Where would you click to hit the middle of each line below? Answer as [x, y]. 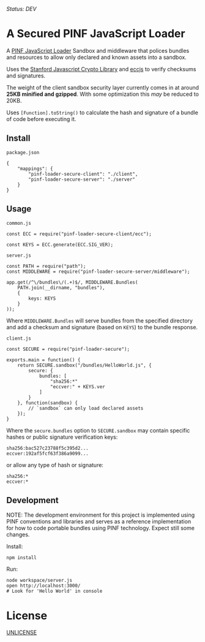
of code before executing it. [41, 119]
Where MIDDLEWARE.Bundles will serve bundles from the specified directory [99, 320]
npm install [21, 558]
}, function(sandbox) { [48, 403]
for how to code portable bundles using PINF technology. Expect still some [100, 528]
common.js [19, 223]
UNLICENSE [22, 633]
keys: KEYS [42, 298]
